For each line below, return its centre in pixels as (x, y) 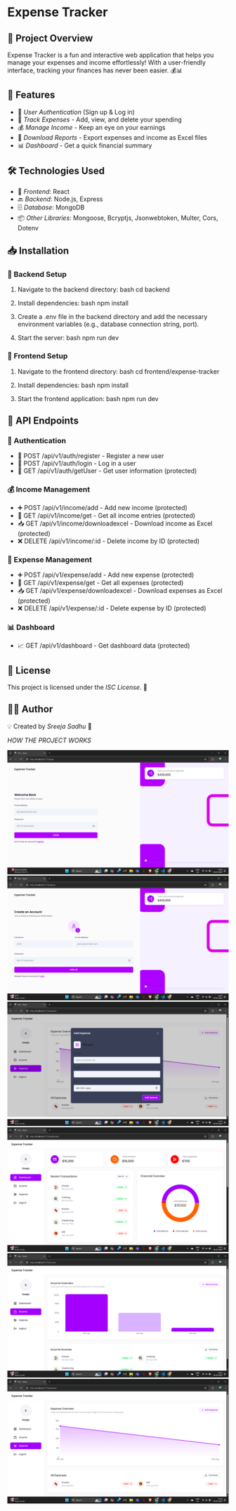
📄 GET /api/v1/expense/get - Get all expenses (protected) (100, 582)
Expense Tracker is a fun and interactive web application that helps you (111, 55)
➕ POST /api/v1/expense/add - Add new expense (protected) (106, 575)
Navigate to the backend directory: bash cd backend (93, 289)
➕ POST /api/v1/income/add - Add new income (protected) (102, 507)
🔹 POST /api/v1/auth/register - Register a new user (91, 456)
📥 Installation (38, 251)
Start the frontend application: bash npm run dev (88, 398)
